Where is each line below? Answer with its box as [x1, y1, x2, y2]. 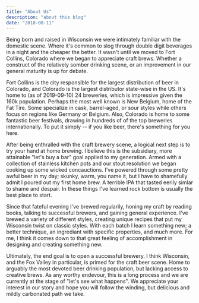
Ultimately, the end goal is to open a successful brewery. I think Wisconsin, [6, 252, 190, 260]
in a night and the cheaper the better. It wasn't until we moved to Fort [6, 49, 175, 56]
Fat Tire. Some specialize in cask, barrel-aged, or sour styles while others [6, 105, 187, 112]
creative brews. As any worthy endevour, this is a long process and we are [6, 272, 188, 279]
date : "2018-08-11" [6, 20, 55, 26]
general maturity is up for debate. [6, 68, 88, 75]
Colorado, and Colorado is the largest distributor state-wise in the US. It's [6, 86, 186, 93]
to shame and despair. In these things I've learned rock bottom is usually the [6, 185, 193, 192]
